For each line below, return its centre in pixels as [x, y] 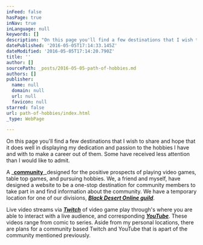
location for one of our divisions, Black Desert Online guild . [81, 198]
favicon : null [29, 102]
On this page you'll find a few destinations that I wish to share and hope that [101, 141]
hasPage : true [24, 18]
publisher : [20, 79]
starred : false [25, 107]
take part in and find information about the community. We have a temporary [101, 192]
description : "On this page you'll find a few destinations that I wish [100, 40]
